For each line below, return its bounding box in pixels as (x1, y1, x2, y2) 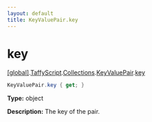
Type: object (7, 94, 43, 103)
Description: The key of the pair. (7, 108, 100, 116)
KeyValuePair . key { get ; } (7, 82, 85, 89)
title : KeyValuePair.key (7, 16, 78, 23)
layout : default (7, 10, 54, 17)
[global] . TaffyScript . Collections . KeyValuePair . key (7, 69, 146, 77)
